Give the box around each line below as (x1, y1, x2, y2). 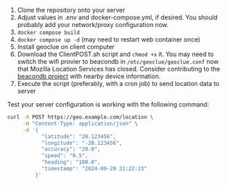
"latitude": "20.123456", (41, 133, 117, 140)
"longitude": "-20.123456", (41, 139, 123, 146)
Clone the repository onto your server (17, 6, 126, 14)
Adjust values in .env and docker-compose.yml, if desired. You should (17, 13, 218, 21)
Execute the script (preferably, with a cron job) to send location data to (17, 80, 220, 87)
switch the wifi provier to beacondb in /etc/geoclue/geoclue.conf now (17, 58, 219, 65)
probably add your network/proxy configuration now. (17, 21, 169, 28)
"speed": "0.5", (41, 152, 89, 159)
